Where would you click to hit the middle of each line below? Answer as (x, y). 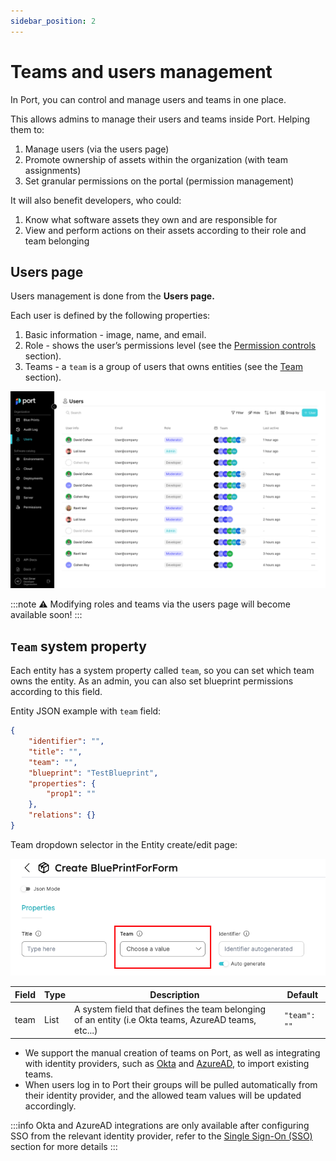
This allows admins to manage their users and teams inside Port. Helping (160, 119)
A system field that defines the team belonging (170, 1009)
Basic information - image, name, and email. (115, 335)
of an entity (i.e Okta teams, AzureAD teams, (165, 1020)
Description (174, 994)
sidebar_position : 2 (53, 21)
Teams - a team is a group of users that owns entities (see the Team (163, 367)
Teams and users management (141, 71)
